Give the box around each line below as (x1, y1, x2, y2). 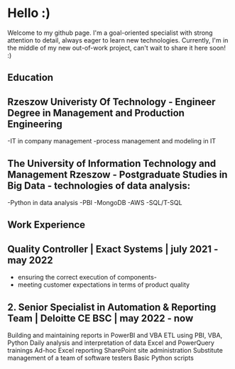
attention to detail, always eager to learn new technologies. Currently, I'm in (7, 35, 229, 44)
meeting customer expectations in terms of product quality (17, 280, 190, 289)
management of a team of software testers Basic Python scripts (7, 353, 194, 362)
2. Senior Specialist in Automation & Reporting (7, 301, 217, 313)
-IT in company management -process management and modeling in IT (7, 137, 217, 145)
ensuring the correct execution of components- (17, 273, 158, 282)
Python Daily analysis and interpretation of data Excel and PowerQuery (7, 338, 215, 347)
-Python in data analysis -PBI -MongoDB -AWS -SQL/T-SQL (7, 198, 182, 206)
